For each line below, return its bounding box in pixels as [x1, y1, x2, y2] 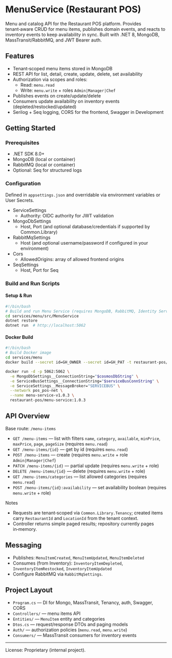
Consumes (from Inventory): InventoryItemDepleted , [12, 560, 123, 566]
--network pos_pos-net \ [10, 388, 63, 393]
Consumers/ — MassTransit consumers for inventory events [12, 632, 137, 638]
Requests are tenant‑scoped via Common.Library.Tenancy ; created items [12, 509, 163, 516]
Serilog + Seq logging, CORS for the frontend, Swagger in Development [12, 109, 164, 115]
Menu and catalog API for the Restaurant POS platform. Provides [5, 21, 142, 27]
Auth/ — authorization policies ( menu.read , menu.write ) [12, 627, 127, 633]
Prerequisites [5, 139, 39, 147]
